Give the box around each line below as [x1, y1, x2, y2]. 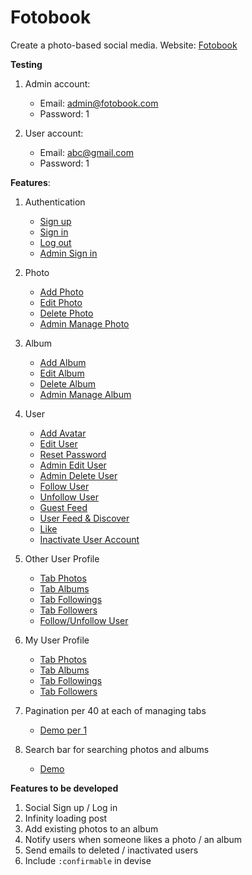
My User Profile [24, 634, 90, 646]
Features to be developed [10, 782, 119, 794]
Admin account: [24, 77, 91, 90]
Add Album [39, 356, 87, 368]
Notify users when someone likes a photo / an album [24, 833, 243, 845]
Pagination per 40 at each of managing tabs [24, 704, 207, 716]
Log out [39, 236, 72, 248]
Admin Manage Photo [39, 317, 130, 330]
